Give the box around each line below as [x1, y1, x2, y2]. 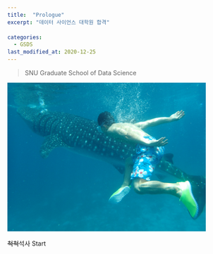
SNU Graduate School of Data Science [24, 69, 137, 77]
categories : [7, 34, 42, 41]
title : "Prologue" [7, 11, 65, 18]
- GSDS [13, 41, 33, 49]
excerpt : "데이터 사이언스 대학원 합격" [7, 18, 110, 26]
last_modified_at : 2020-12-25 [7, 49, 97, 56]
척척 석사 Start [7, 239, 47, 248]
